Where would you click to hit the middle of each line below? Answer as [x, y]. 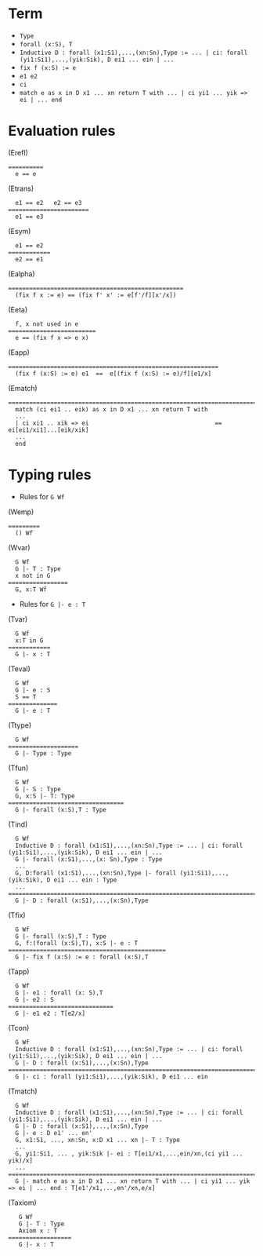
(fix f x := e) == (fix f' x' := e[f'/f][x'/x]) [96, 295]
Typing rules [50, 475]
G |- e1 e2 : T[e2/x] [50, 1013]
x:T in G [29, 641]
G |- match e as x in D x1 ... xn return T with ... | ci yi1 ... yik [133, 1181]
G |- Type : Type [43, 753]
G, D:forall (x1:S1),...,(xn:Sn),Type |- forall [96, 873]
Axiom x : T [38, 1230]
